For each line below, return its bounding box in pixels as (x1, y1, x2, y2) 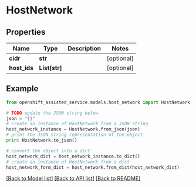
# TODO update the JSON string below (6, 110, 99, 116)
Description (67, 45, 102, 52)
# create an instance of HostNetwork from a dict (6, 159, 130, 165)
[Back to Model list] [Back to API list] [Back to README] (6, 175, 141, 182)
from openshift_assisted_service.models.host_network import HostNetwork (6, 99, 191, 105)
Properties (6, 27, 46, 37)
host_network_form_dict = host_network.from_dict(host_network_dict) (6, 164, 180, 171)
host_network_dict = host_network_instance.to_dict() (6, 153, 141, 159)
